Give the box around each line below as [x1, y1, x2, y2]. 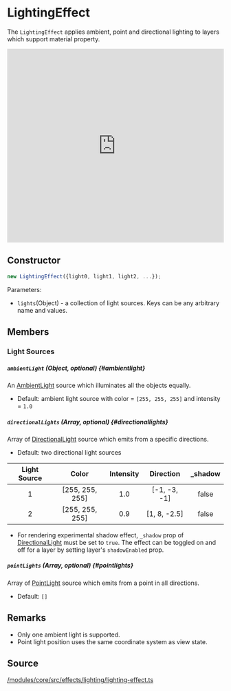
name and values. [16, 306, 67, 314]
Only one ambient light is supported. [16, 630, 120, 639]
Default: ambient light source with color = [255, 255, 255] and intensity [16, 394, 221, 402]
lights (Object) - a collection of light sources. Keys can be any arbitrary [16, 298, 220, 307]
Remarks [7, 612, 47, 624]
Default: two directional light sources [16, 448, 122, 456]
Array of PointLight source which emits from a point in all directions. [7, 579, 199, 587]
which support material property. [7, 34, 100, 43]
